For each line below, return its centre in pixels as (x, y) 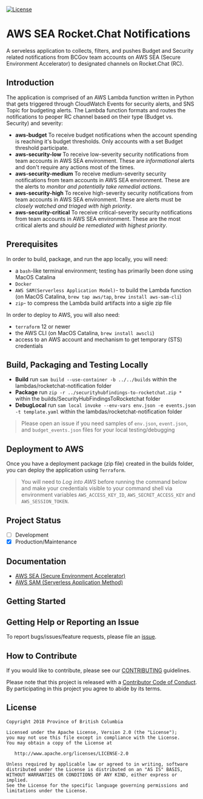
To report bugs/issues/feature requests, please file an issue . (82, 637)
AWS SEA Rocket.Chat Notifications (98, 34)
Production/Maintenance (46, 542)
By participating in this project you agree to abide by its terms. (84, 688)
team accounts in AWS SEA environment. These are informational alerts (105, 160)
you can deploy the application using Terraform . (66, 470)
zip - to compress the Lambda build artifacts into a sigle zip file (93, 303)
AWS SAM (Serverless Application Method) (69, 582)
